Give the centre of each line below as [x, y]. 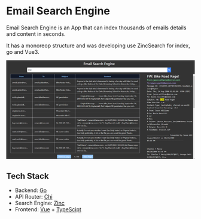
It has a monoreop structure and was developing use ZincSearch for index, [98, 45]
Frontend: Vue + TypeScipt [48, 209]
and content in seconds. [36, 34]
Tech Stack [28, 176]
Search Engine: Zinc [39, 203]
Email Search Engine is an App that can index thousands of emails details [96, 28]
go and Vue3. [23, 51]
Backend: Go [31, 190]
